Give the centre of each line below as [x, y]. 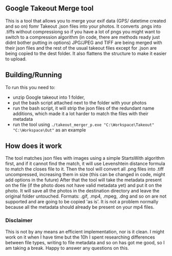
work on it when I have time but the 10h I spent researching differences [80, 237]
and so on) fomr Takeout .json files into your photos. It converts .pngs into [83, 26]
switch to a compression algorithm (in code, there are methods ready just [83, 37]
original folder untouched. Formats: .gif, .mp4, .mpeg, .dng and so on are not [86, 196]
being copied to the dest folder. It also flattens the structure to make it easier [86, 53]
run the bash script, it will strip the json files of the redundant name [83, 108]
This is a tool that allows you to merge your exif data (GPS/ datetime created [86, 20]
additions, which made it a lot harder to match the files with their [80, 113]
